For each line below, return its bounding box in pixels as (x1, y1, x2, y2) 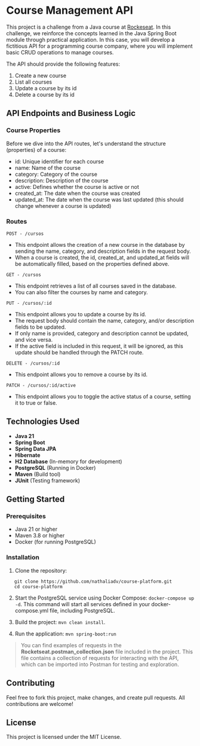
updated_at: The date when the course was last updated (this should (14, 195, 184, 203)
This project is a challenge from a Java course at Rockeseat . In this (6, 23, 171, 30)
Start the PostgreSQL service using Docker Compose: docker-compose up (14, 594, 195, 601)
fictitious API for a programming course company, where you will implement (6, 42, 193, 50)
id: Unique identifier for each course (14, 158, 104, 165)
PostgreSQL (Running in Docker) (14, 464, 96, 471)
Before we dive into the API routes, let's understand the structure (6, 140, 166, 147)
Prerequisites (6, 512, 46, 521)
